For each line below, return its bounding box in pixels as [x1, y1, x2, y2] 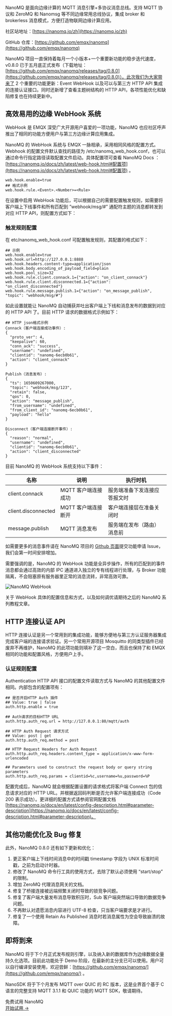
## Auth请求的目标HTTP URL [5, 714, 59, 719]
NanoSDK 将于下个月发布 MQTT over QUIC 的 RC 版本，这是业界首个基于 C [5, 981, 164, 987]
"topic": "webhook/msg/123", [10, 385, 72, 391]
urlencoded [5, 756, 29, 761]
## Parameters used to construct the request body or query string [5, 765, 153, 770]
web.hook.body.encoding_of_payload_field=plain [5, 266, 109, 271]
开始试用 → [5, 1005, 29, 1011]
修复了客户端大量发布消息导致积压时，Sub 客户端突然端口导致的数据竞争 [12, 894, 166, 900]
